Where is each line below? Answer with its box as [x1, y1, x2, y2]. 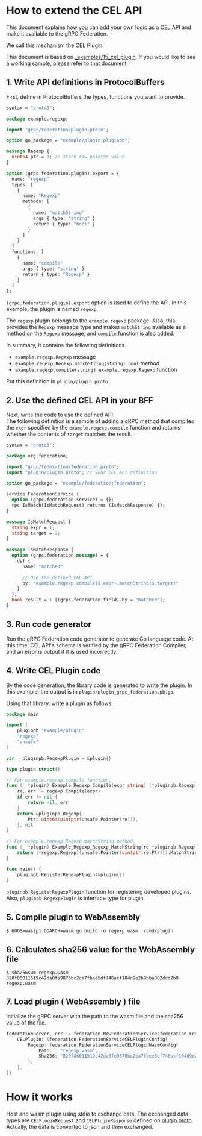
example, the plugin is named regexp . [6, 306, 98, 313]
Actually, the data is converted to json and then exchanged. [6, 1123, 153, 1130]
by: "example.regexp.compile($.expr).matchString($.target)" [22, 580, 179, 586]
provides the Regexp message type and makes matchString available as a [6, 324, 186, 331]
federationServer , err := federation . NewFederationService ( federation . [6, 1031, 189, 1037]
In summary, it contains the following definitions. [6, 342, 126, 349]
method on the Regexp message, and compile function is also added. [6, 330, 174, 337]
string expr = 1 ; [11, 524, 55, 530]
